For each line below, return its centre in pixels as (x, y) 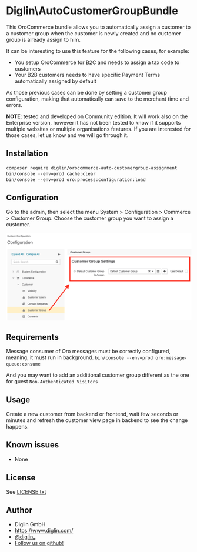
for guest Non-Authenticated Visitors (52, 382)
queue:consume (24, 364)
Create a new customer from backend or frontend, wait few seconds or (92, 414)
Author (19, 510)
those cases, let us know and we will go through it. (67, 135)
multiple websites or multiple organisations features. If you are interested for (98, 129)
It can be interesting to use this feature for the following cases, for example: (98, 51)
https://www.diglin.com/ (44, 531)
